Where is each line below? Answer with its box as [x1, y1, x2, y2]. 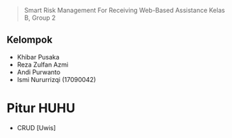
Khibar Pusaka [16, 52, 60, 61]
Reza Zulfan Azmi [16, 60, 69, 69]
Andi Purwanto [16, 67, 61, 76]
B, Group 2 [23, 13, 56, 22]
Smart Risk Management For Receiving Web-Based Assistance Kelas [23, 6, 225, 14]
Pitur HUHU [6, 100, 76, 116]
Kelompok [6, 34, 53, 46]
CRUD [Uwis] [16, 123, 56, 132]
